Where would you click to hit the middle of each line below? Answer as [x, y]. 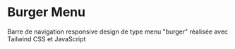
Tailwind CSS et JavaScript [47, 38]
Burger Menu [47, 12]
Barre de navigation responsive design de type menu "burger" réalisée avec [118, 31]
